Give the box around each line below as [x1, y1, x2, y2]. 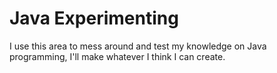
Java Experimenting [9, 7, 179, 30]
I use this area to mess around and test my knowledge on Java [9, 40, 267, 52]
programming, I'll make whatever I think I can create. [9, 50, 226, 62]
